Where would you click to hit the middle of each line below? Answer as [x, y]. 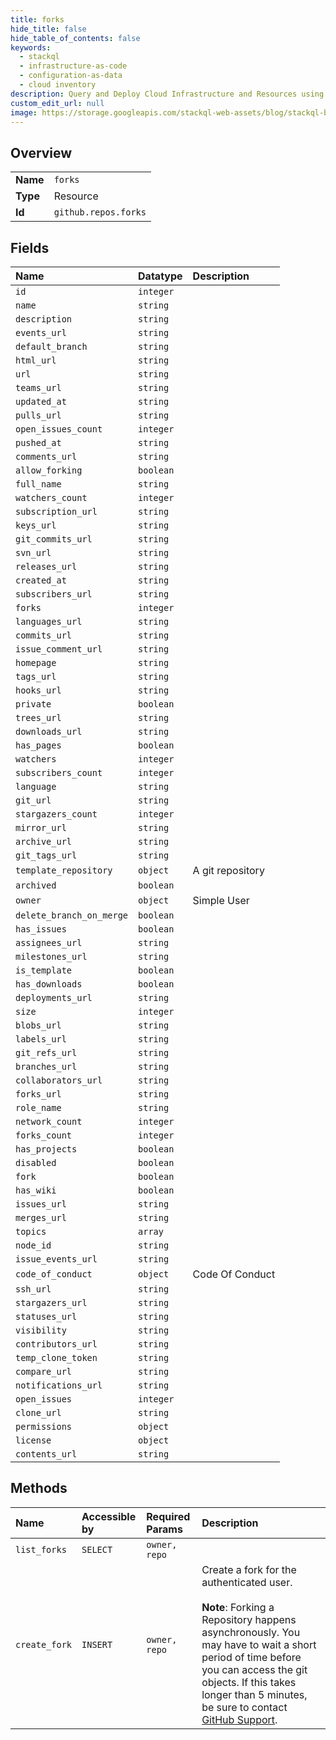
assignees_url [49, 942]
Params [164, 1529]
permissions [44, 1426]
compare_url [44, 1371]
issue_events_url [56, 1259]
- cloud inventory [58, 85]
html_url [36, 360]
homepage [36, 662]
